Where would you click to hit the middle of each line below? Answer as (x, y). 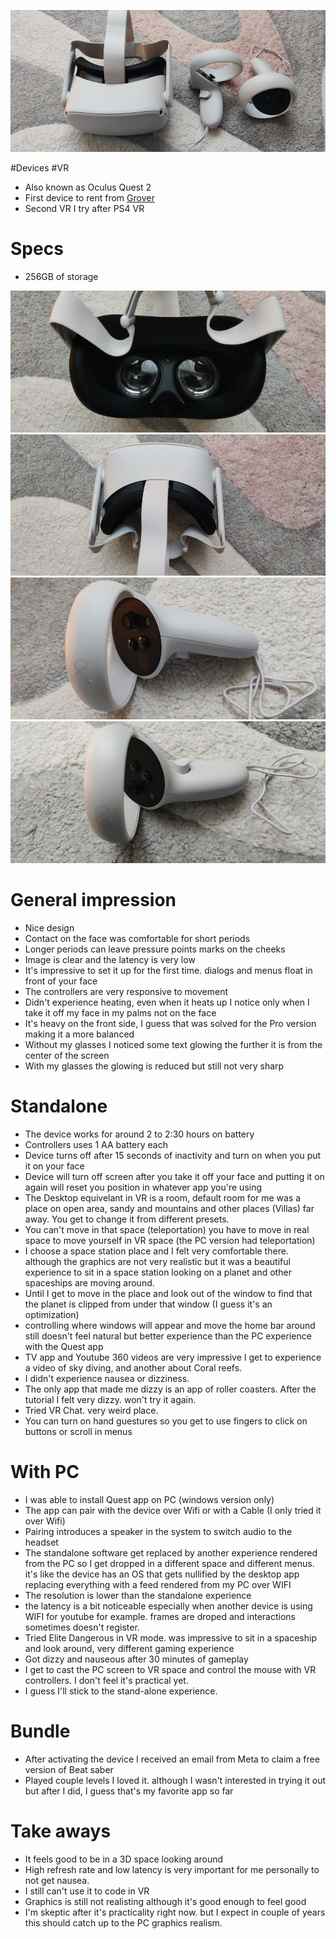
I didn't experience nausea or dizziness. (107, 1378)
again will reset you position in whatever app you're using (143, 1187)
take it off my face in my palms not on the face (120, 1012)
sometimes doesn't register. (82, 1627)
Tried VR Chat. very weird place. (91, 1410)
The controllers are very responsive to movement (126, 991)
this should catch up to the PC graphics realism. (123, 1922)
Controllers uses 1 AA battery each (96, 1144)
